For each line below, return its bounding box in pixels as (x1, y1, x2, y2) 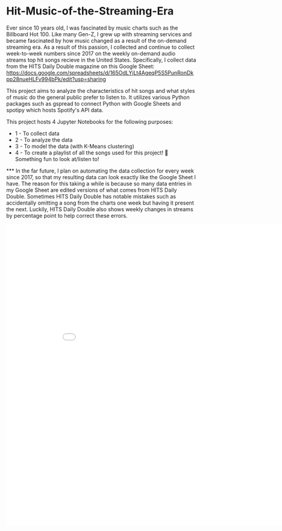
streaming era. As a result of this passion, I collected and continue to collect (6, 43, 195, 51)
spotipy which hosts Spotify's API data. (6, 106, 104, 113)
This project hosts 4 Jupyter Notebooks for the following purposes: (6, 118, 174, 125)
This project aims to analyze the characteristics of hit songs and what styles (6, 87, 195, 94)
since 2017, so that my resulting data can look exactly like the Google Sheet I (6, 173, 196, 180)
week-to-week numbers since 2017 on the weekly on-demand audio (6, 49, 176, 57)
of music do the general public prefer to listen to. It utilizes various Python (6, 94, 190, 101)
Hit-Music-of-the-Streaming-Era (6, 4, 174, 18)
